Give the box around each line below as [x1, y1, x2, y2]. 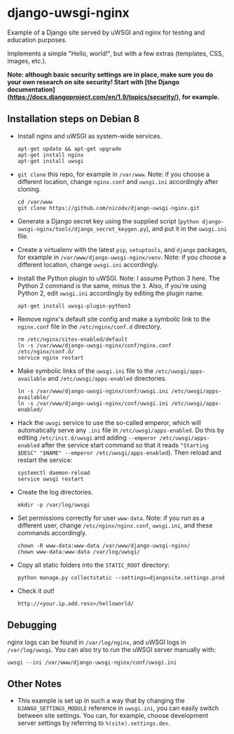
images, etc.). [7, 56, 47, 65]
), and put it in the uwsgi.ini [146, 224, 228, 232]
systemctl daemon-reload [17, 469, 90, 476]
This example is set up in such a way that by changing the [17, 697, 185, 705]
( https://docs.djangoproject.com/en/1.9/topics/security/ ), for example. [7, 93, 220, 101]
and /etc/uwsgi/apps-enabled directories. [48, 374, 167, 382]
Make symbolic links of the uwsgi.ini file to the [17, 367, 154, 375]
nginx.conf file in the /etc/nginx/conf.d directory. [17, 322, 163, 331]
